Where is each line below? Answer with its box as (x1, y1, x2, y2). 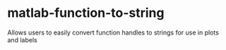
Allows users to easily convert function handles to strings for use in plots (7, 28, 219, 37)
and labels (7, 35, 37, 44)
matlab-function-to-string (7, 5, 165, 21)
